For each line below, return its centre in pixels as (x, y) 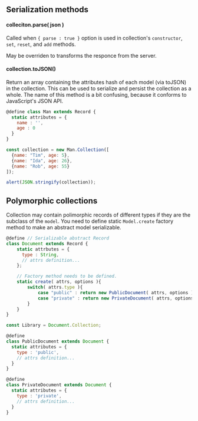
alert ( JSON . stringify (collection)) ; (51, 182)
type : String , (40, 255)
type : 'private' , (39, 396)
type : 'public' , (38, 352)
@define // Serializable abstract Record (58, 238)
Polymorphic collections (52, 201)
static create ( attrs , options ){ (59, 282)
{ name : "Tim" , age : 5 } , (40, 155)
